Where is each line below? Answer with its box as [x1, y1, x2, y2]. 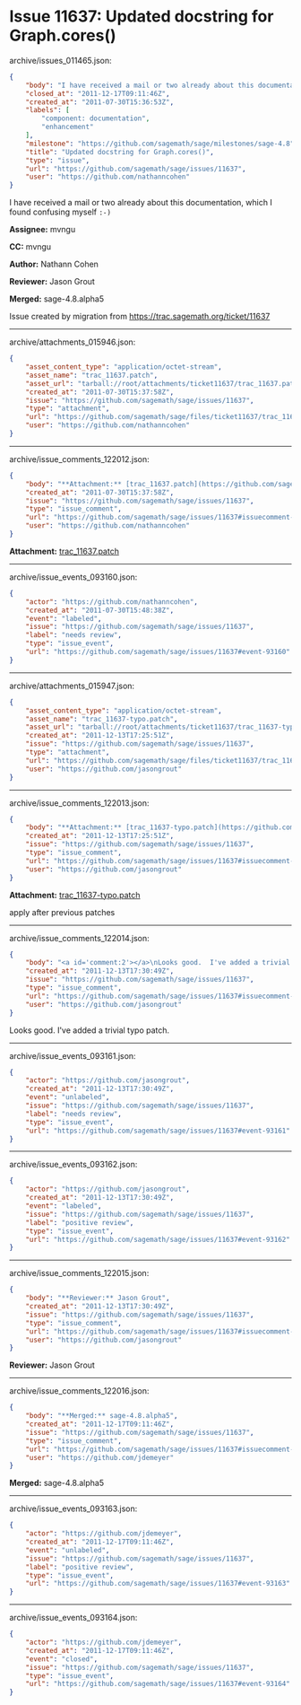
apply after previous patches [9, 906, 116, 917]
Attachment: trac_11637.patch [9, 546, 119, 556]
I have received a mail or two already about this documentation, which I [9, 197, 273, 208]
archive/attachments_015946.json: [9, 337, 136, 347]
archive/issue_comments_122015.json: [9, 1268, 150, 1279]
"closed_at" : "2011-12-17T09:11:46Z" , [25, 89, 170, 98]
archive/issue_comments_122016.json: [9, 1386, 150, 1396]
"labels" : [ [25, 106, 70, 115]
